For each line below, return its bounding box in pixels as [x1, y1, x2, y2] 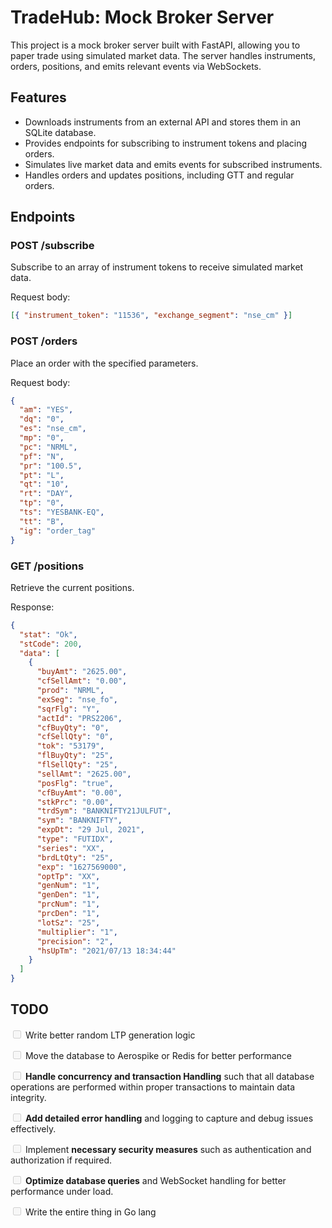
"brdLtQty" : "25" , [36, 852, 114, 863]
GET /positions [10, 559, 85, 573]
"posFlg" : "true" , [36, 778, 114, 788]
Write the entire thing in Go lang [24, 1206, 157, 1218]
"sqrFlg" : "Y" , [36, 704, 101, 714]
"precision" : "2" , [36, 936, 114, 946]
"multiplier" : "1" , [36, 927, 118, 937]
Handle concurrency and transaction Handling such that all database [24, 1070, 315, 1082]
